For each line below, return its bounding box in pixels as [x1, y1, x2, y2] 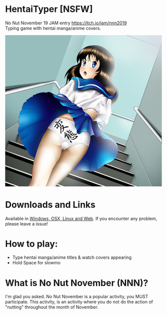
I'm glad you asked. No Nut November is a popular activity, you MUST [5, 294, 149, 300]
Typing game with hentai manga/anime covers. [5, 25, 101, 31]
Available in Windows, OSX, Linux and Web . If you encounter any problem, [5, 215, 158, 222]
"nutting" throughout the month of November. [5, 304, 98, 310]
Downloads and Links [5, 199, 96, 210]
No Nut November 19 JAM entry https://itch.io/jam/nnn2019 [5, 20, 127, 26]
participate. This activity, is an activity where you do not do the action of [5, 299, 153, 305]
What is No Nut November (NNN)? [5, 277, 149, 289]
